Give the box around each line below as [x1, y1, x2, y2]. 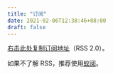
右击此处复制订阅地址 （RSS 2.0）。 [7, 44, 109, 53]
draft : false [7, 23, 46, 31]
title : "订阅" [7, 10, 48, 18]
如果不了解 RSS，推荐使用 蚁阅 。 [7, 59, 102, 68]
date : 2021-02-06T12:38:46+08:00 [7, 17, 107, 24]
